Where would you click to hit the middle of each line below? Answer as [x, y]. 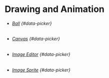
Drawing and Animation [54, 9]
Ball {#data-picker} [32, 23]
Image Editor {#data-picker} [41, 54]
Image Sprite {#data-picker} [41, 70]
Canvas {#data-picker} [36, 39]
